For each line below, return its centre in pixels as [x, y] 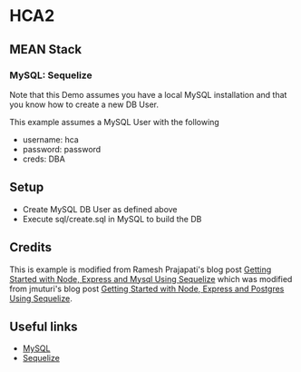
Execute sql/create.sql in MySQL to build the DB [112, 219]
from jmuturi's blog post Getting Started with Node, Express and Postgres [147, 289]
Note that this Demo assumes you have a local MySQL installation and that [148, 94]
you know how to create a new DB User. [84, 104]
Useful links [44, 326]
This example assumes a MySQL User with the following [114, 122]
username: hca [50, 139]
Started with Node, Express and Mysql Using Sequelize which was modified [151, 279]
